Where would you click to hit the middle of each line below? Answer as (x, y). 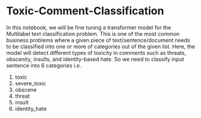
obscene (26, 89)
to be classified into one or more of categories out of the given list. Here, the (101, 46)
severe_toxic (30, 83)
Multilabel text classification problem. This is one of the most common (93, 33)
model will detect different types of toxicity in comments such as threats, (96, 52)
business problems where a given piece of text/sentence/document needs (98, 40)
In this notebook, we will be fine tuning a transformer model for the (89, 27)
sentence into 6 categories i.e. (44, 65)
